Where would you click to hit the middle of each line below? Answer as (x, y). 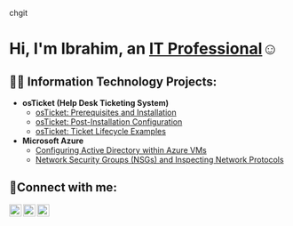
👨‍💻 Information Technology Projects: (113, 81)
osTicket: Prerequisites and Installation (106, 112)
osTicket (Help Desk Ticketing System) (95, 103)
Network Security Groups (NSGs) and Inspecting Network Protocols (159, 160)
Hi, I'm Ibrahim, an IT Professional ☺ (144, 49)
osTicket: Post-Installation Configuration (109, 122)
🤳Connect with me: (63, 187)
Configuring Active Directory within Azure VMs (121, 150)
